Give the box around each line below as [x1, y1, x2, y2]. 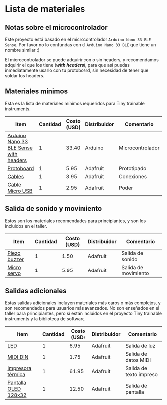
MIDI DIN [7, 354, 29, 361]
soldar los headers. [5, 73, 45, 78]
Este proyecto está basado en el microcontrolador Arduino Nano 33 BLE [5, 36, 151, 42]
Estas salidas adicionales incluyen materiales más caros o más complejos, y [5, 300, 161, 306]
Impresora [7, 365, 32, 372]
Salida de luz [125, 342, 156, 349]
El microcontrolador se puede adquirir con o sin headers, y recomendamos [5, 57, 159, 63]
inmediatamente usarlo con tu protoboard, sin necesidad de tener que [5, 67, 149, 73]
